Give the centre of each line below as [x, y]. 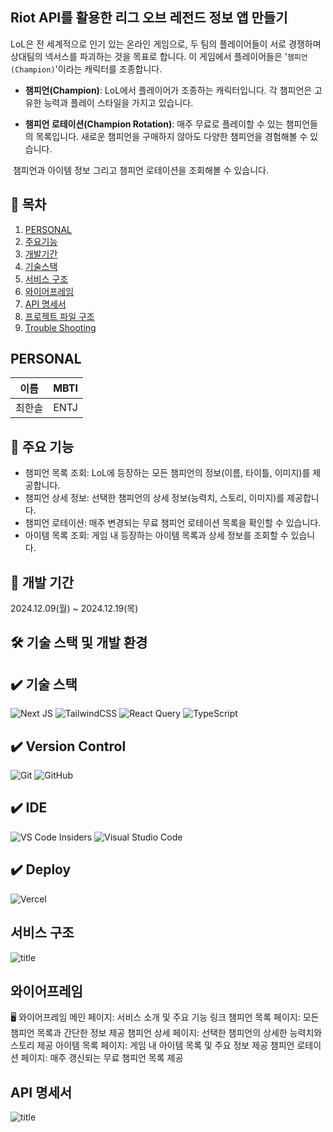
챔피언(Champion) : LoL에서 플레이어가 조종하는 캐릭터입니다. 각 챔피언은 [168, 90]
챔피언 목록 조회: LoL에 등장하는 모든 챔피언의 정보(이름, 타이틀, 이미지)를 [167, 473]
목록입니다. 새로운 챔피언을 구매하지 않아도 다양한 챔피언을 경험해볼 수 [171, 136]
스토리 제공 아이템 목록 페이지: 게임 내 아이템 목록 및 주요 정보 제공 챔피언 [152, 1045]
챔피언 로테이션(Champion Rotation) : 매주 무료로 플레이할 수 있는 [154, 124]
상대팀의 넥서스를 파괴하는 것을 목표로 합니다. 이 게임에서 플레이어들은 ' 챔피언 [159, 56]
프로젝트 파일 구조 [59, 316]
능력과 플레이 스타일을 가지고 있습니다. [118, 102]
